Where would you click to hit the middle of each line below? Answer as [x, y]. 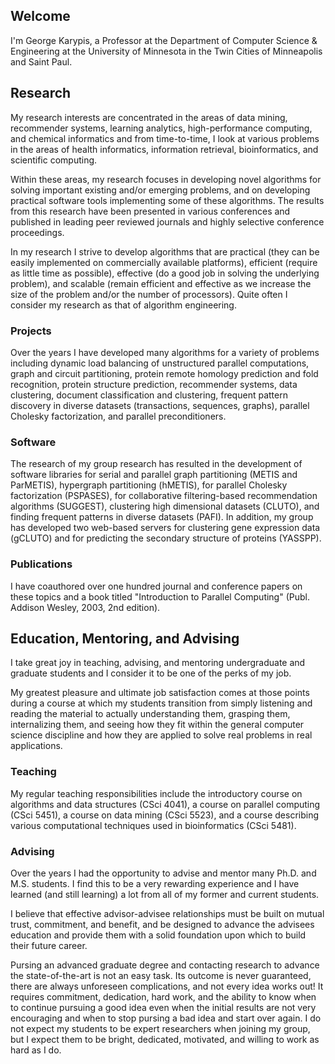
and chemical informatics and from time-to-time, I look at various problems [165, 138]
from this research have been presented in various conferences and [150, 211]
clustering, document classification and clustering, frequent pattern [149, 395]
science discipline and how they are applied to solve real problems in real [161, 735]
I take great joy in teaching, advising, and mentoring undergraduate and [158, 663]
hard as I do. [36, 1050]
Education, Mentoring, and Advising [125, 638]
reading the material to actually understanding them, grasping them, [150, 714]
